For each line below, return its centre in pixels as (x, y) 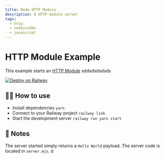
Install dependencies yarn (38, 108)
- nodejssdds (23, 28)
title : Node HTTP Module (31, 10)
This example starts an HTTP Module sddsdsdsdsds (58, 71)
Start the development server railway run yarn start (67, 118)
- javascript (23, 33)
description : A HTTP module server (42, 14)
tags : (11, 19)
